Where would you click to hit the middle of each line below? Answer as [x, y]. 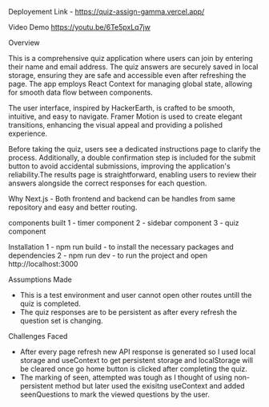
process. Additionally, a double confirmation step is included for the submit [132, 157]
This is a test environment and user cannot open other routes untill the [136, 295]
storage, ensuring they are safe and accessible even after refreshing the [127, 75]
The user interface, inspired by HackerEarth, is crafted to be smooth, [122, 108]
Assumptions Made [40, 279]
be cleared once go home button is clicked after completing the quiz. [134, 369]
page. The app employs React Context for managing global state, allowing [130, 84]
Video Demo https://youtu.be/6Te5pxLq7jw [79, 27]
